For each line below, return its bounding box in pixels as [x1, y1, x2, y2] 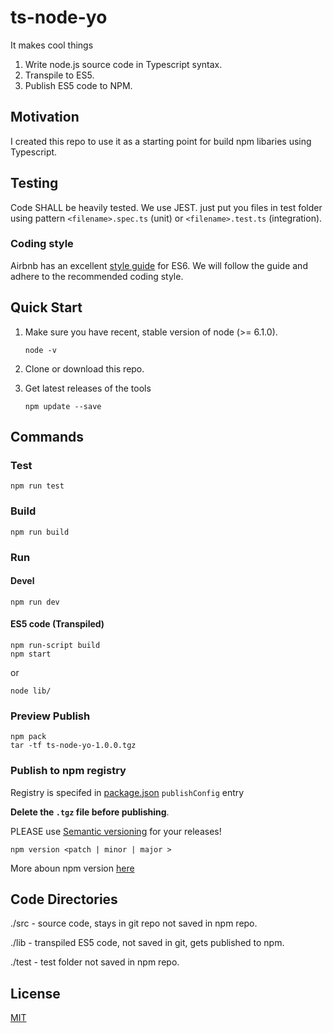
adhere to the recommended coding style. [10, 270, 184, 282]
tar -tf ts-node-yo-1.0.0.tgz [10, 741, 137, 751]
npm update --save [24, 401, 102, 411]
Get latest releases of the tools [24, 382, 152, 394]
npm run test [10, 481, 65, 491]
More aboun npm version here [10, 862, 135, 874]
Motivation [10, 109, 80, 126]
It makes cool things [10, 39, 94, 51]
